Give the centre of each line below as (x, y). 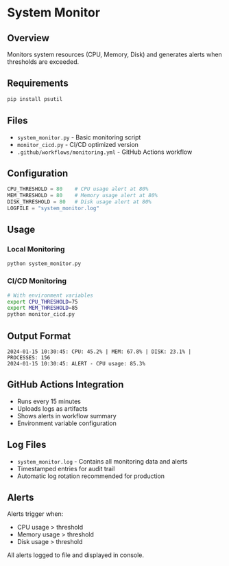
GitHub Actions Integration (65, 385)
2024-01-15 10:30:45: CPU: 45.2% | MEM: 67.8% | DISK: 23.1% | (99, 352)
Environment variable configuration (67, 423)
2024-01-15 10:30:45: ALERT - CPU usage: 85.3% (76, 363)
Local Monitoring (36, 249)
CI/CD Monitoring (37, 281)
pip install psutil (35, 99)
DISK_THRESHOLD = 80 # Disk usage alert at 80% (80, 202)
